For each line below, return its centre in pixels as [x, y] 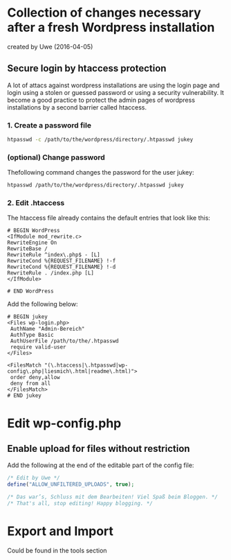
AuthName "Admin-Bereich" [47, 329]
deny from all [30, 384]
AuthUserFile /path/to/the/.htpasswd [64, 341]
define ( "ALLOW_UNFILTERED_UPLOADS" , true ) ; [71, 484]
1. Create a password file [49, 125]
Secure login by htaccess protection [87, 68]
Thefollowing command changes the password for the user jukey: [101, 173]
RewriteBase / [28, 249]
